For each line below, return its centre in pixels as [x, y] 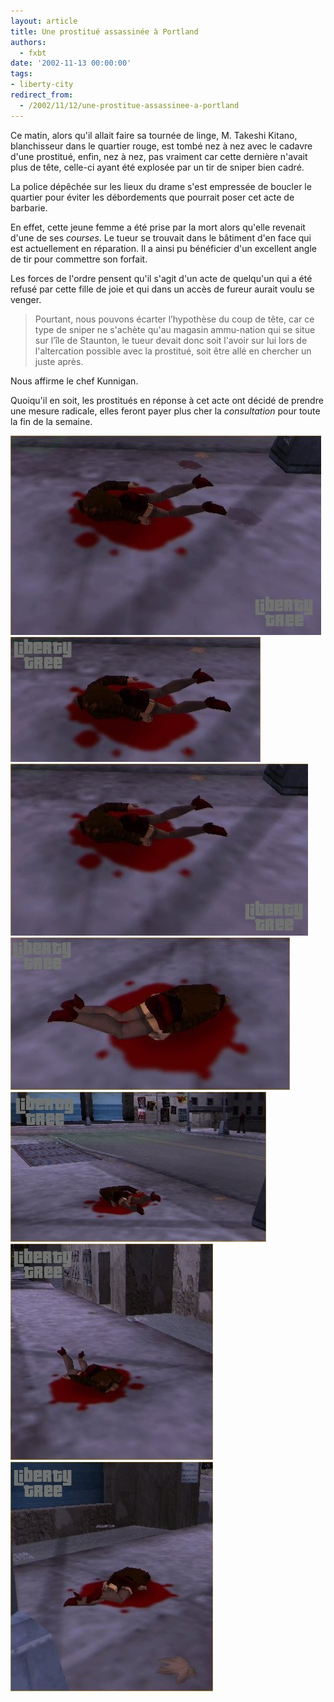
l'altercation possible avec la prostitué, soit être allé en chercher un [173, 351]
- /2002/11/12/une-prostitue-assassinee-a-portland [129, 105]
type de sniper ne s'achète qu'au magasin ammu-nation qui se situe [175, 329]
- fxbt [33, 53]
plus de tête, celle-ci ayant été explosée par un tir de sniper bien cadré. [157, 167]
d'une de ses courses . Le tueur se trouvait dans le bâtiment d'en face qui [161, 237]
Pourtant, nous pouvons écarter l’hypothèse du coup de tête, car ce [174, 319]
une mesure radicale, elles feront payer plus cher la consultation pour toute [165, 411]
